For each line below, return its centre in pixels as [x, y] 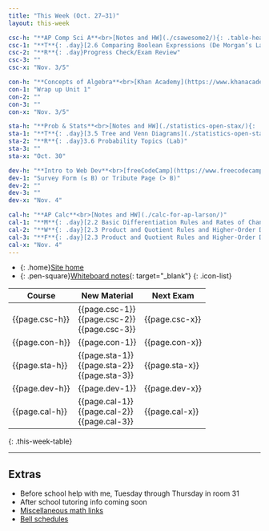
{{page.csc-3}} [107, 330]
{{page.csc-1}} [107, 310]
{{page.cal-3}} [106, 422]
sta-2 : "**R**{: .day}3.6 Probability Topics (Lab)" [98, 141]
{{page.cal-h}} [40, 411]
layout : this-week [39, 23]
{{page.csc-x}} [173, 319]
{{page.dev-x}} [173, 388]
